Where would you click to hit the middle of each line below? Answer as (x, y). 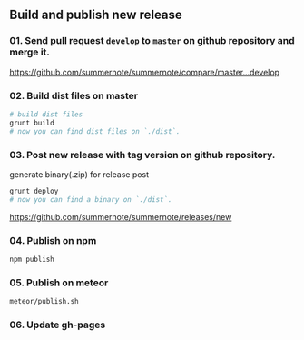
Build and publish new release (96, 15)
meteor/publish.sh (44, 302)
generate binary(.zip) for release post (79, 174)
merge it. (29, 52)
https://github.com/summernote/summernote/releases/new (121, 216)
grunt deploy (34, 191)
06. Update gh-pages (58, 325)
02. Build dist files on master (74, 95)
